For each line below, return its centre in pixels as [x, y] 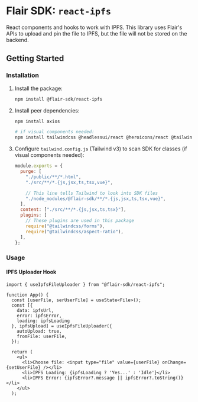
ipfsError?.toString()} [154, 378]
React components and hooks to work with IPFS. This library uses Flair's [94, 27]
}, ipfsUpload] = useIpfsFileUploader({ [62, 326]
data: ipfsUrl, [35, 310]
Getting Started [35, 58]
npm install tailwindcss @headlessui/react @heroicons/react [92, 137]
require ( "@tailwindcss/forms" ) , [65, 226]
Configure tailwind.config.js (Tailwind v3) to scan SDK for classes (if [101, 149]
